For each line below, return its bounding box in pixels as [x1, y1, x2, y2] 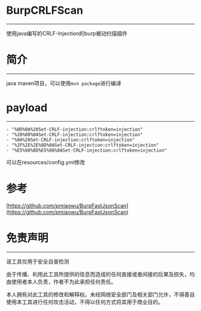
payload [6, 101, 48, 114]
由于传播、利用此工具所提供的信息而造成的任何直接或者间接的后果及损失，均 [6, 270, 195, 277]
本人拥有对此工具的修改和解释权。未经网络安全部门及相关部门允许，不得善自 [6, 291, 195, 298]
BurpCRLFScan [6, 4, 84, 17]
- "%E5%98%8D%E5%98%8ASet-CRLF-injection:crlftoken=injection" [6, 147, 167, 153]
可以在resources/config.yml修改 [6, 158, 86, 165]
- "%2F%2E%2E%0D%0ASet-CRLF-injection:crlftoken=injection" [6, 142, 160, 148]
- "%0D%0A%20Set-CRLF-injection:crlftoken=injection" [6, 126, 144, 132]
